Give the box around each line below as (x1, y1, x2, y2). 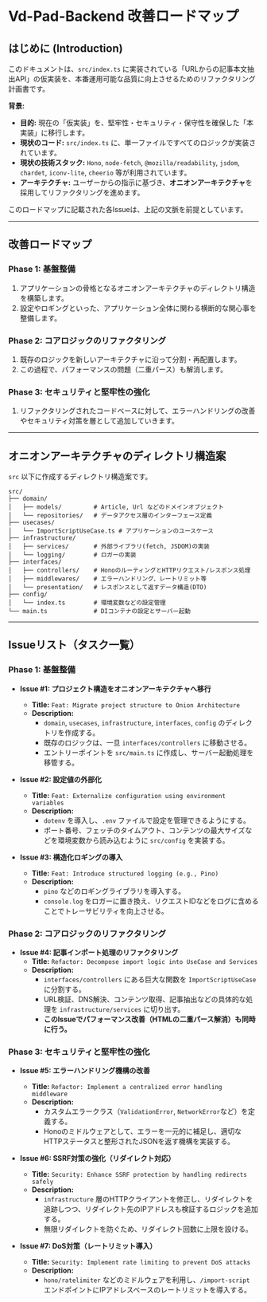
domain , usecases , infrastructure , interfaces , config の (43, 718, 226, 727)
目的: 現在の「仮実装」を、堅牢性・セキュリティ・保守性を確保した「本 (19, 118, 254, 128)
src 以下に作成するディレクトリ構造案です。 (8, 472, 153, 482)
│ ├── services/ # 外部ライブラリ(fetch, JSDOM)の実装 (8, 543, 211, 551)
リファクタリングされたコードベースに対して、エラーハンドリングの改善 (19, 406, 256, 415)
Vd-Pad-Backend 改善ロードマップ (8, 7, 239, 26)
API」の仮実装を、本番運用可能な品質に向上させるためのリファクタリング (14, 74, 256, 84)
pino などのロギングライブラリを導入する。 (43, 886, 185, 895)
